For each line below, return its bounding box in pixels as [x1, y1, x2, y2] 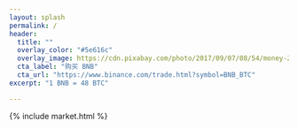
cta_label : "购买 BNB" [17, 63, 98, 72]
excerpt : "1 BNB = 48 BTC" [9, 79, 109, 87]
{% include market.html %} [9, 110, 108, 121]
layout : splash [9, 12, 66, 22]
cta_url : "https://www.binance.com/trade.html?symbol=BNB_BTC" [17, 71, 255, 80]
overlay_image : [17, 54, 74, 63]
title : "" [17, 37, 53, 47]
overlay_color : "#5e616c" [17, 46, 114, 55]
